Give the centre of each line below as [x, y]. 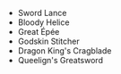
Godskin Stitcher [48, 41]
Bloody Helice [43, 22]
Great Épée [39, 32]
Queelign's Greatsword [60, 60]
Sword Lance [42, 13]
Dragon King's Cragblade [65, 51]
